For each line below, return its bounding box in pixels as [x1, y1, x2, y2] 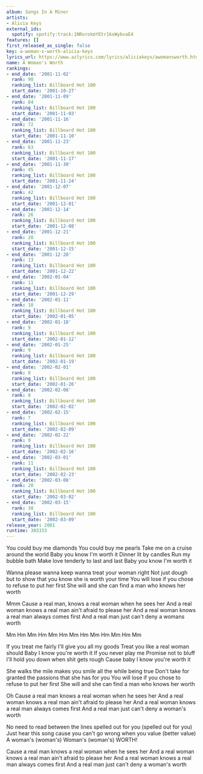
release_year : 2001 [6, 522, 56, 528]
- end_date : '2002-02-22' [6, 432, 71, 438]
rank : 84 [11, 99, 34, 105]
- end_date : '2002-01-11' [6, 297, 71, 303]
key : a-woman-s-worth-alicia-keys [6, 49, 94, 55]
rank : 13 [11, 257, 34, 263]
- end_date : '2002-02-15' [6, 409, 71, 416]
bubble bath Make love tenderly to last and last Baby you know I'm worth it [6, 557, 192, 565]
